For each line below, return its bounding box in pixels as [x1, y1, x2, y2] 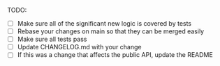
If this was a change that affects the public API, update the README [17, 51, 213, 59]
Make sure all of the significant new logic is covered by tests [17, 19, 192, 27]
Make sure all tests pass [17, 35, 87, 44]
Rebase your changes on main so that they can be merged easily [17, 27, 205, 35]
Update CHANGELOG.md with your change [17, 43, 142, 51]
